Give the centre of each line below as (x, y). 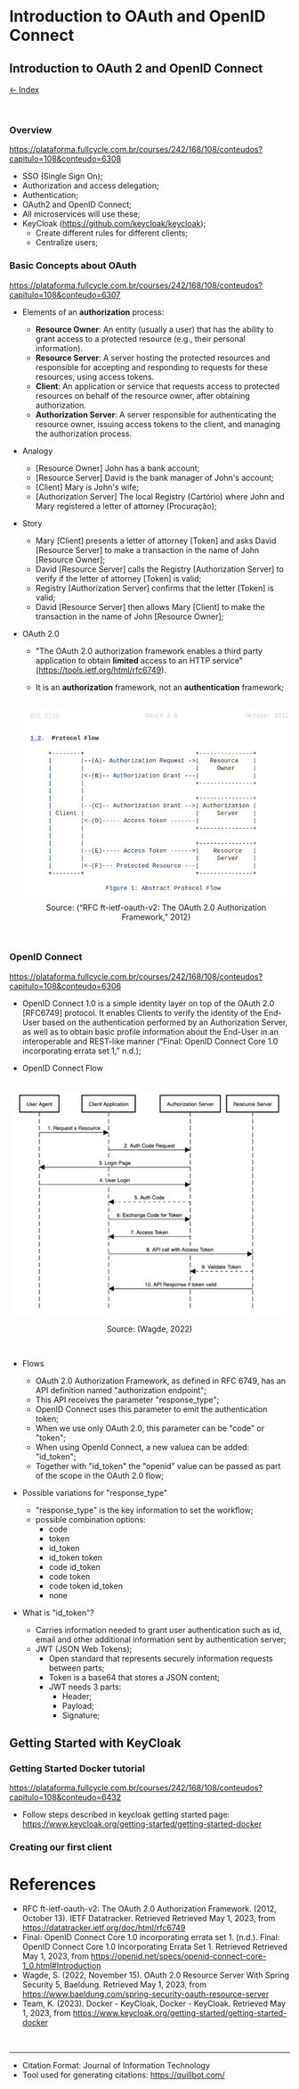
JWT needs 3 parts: (85, 1687)
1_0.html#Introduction (61, 1966)
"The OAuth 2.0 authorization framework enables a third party (149, 651)
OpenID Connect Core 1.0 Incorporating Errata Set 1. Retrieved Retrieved (154, 1947)
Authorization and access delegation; (90, 186)
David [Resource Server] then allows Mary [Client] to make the (150, 607)
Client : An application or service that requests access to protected (158, 386)
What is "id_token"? (58, 1613)
